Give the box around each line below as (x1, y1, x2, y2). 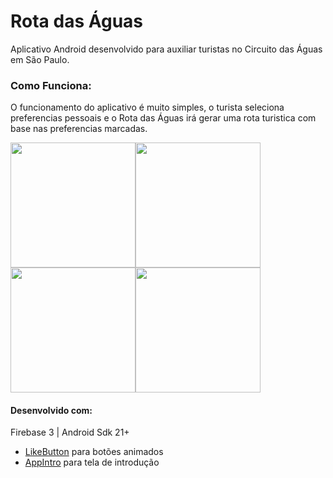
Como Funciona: (10, 78, 92, 92)
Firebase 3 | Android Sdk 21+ (10, 426, 130, 439)
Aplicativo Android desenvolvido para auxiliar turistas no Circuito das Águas (10, 43, 323, 55)
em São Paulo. (10, 53, 70, 65)
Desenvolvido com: (10, 404, 93, 416)
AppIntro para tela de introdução (24, 456, 160, 469)
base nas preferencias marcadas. (10, 123, 148, 135)
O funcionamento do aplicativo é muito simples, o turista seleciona (10, 101, 285, 114)
